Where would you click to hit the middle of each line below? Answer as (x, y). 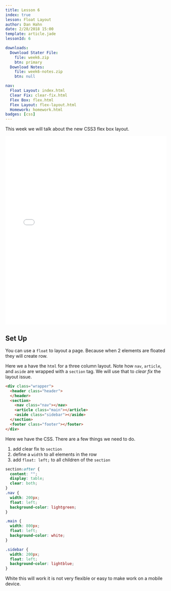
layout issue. (19, 377)
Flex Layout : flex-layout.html (43, 105)
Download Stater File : (34, 53)
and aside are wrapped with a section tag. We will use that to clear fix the (83, 371)
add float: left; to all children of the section (61, 460)
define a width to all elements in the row (55, 454)
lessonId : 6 (18, 39)
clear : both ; (24, 483)
